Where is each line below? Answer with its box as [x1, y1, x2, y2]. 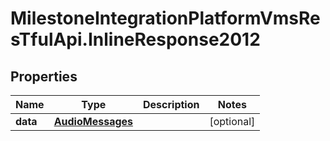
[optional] [209, 115, 256, 128]
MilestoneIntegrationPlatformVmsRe [10, 7, 321, 30]
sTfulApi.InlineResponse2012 [10, 28, 261, 51]
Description [143, 98, 200, 111]
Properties [10, 68, 78, 85]
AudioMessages [53, 115, 134, 128]
